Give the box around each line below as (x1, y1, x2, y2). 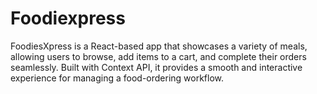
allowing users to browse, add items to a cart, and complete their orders (10, 50, 307, 62)
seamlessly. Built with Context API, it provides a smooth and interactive (10, 61, 303, 73)
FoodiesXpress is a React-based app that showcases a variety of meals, (10, 40, 308, 52)
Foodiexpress (10, 7, 126, 30)
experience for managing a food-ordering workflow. (10, 72, 225, 84)
